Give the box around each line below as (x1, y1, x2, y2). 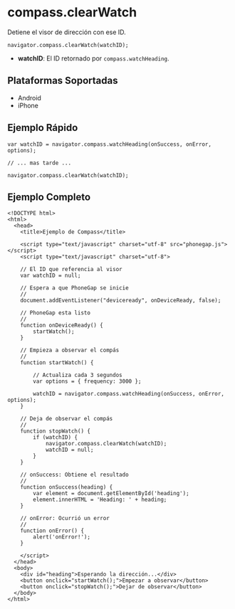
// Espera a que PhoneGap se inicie (20, 285, 130, 292)
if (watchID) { (33, 434, 78, 441)
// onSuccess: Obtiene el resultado (20, 471, 130, 479)
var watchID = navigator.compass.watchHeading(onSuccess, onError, (7, 140, 212, 148)
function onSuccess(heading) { (20, 484, 113, 491)
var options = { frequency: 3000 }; (33, 378, 142, 385)
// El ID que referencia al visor (20, 266, 122, 273)
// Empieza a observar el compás (20, 346, 120, 354)
